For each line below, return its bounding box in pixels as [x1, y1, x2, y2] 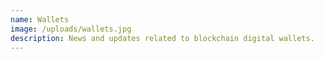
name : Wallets [10, 14, 70, 25]
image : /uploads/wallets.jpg [10, 24, 132, 34]
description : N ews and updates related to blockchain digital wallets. [10, 33, 315, 43]
